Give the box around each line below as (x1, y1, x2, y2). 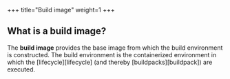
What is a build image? (7, 25, 107, 37)
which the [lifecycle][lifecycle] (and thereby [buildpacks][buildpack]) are (7, 58, 213, 66)
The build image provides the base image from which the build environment (7, 44, 223, 52)
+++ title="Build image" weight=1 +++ (7, 6, 115, 14)
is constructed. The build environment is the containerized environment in (7, 50, 217, 59)
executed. (7, 65, 36, 74)
